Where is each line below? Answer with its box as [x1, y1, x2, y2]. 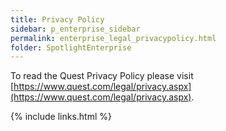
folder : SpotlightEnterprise [10, 42, 132, 53]
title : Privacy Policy [10, 14, 105, 25]
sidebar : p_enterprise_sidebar [10, 24, 141, 34]
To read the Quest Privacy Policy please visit [10, 70, 194, 82]
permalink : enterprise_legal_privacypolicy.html [10, 33, 217, 43]
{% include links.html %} [10, 111, 112, 123]
